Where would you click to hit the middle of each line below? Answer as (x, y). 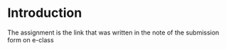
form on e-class (31, 39)
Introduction (45, 13)
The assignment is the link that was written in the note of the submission (113, 32)
